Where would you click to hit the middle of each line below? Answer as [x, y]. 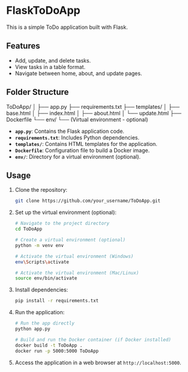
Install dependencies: [41, 290]
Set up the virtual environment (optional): [66, 212]
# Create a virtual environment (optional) [70, 240]
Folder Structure [38, 92]
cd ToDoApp [29, 229]
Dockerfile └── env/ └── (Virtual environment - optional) [77, 119]
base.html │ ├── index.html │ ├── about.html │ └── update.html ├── [94, 113]
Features [23, 46]
